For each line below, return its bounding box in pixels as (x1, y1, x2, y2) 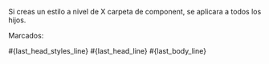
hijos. (8, 15, 26, 25)
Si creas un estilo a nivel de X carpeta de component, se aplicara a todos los (8, 7, 262, 16)
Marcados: (8, 31, 44, 40)
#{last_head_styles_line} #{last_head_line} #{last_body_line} (8, 46, 207, 55)
